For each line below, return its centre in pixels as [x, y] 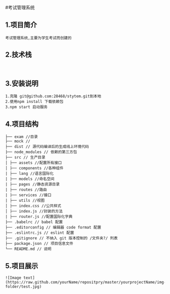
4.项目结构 [22, 124]
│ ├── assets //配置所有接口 [34, 163]
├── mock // [18, 141]
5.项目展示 [22, 266]
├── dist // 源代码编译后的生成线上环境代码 [47, 147]
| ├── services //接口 [28, 195]
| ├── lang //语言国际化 [30, 174]
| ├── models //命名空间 [30, 179]
